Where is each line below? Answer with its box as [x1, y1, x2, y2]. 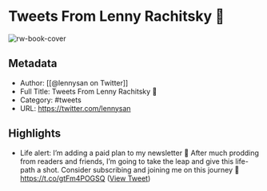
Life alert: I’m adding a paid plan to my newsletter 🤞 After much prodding [19, 148, 260, 157]
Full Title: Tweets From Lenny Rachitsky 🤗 [19, 86, 157, 96]
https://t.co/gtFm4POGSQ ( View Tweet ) [19, 173, 151, 183]
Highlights [8, 127, 62, 141]
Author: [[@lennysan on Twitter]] [19, 78, 129, 87]
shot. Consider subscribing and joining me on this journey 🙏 [42, 165, 240, 174]
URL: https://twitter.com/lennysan [19, 103, 131, 113]
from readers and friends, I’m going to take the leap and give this [19, 156, 234, 166]
